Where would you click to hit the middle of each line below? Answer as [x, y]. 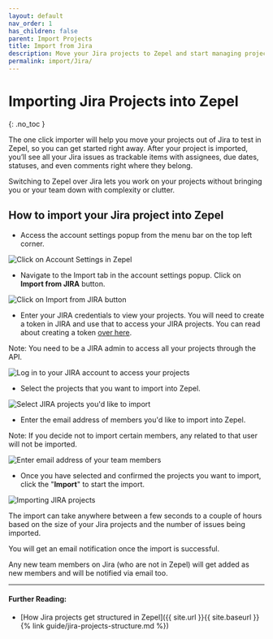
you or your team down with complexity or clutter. [92, 190]
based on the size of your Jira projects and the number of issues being [127, 524]
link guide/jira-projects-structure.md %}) [100, 625]
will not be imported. [43, 444]
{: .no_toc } [27, 123]
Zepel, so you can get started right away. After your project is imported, [128, 148]
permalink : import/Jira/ [50, 62]
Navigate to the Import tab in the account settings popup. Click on [130, 275]
